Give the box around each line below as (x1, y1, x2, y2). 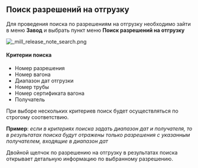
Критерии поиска (6, 51, 52, 58)
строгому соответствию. (6, 114, 69, 121)
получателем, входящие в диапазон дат (6, 138, 108, 145)
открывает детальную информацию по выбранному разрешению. (6, 156, 173, 163)
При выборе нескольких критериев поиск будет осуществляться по (6, 107, 178, 114)
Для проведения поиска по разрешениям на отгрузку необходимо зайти (6, 20, 191, 27)
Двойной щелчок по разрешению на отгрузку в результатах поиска (6, 149, 178, 156)
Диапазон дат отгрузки (14, 77, 74, 84)
